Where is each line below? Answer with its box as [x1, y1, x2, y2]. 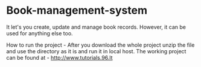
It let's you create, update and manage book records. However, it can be [6, 23, 186, 31]
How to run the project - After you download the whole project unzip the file [6, 41, 195, 48]
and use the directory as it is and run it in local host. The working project [6, 47, 187, 54]
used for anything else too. [6, 29, 74, 36]
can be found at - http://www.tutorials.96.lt [6, 54, 113, 61]
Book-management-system [6, 4, 148, 17]
